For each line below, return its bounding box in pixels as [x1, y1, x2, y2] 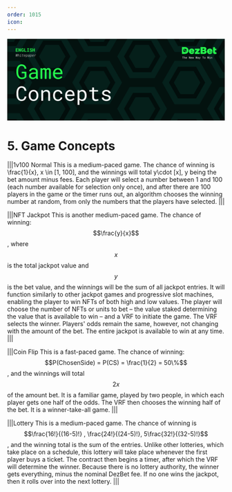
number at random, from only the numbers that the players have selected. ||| [7, 198, 225, 206]
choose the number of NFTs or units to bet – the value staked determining [7, 305, 217, 314]
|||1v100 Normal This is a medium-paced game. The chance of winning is [7, 161, 215, 169]
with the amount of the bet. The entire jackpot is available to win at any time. [7, 327, 224, 335]
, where [7, 240, 29, 248]
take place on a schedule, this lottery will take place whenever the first [7, 448, 208, 456]
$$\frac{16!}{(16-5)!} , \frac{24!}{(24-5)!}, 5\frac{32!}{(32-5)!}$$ [23, 430, 209, 438]
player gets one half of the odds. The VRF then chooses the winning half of [7, 398, 221, 407]
